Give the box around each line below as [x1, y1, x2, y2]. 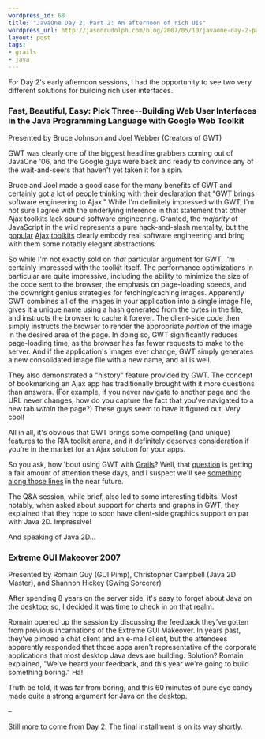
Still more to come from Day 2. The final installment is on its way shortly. [8, 722, 243, 731]
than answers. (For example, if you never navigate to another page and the [8, 388, 251, 397]
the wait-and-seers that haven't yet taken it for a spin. [8, 165, 184, 174]
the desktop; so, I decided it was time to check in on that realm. [8, 602, 215, 612]
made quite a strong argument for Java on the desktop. [8, 692, 188, 701]
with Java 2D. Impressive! [8, 517, 92, 527]
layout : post [8, 33, 51, 42]
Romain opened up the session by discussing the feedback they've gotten [8, 617, 249, 627]
